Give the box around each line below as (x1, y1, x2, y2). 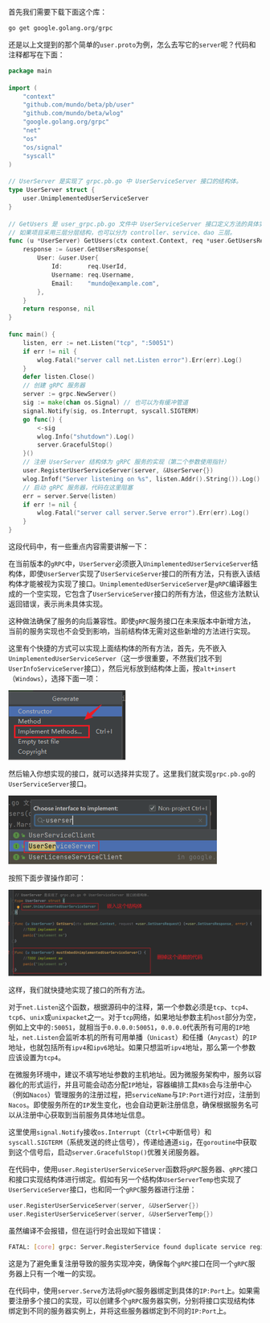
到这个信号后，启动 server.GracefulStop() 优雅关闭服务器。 (8, 1147, 204, 1157)
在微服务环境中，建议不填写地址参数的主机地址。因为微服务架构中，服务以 (8, 1069, 255, 1079)
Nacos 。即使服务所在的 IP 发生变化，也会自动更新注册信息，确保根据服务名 (8, 1100, 252, 1109)
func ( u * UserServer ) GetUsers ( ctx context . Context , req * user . (8, 237, 228, 245)
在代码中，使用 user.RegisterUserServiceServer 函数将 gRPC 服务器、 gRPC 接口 (8, 1164, 259, 1174)
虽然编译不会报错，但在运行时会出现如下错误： (8, 1225, 163, 1235)
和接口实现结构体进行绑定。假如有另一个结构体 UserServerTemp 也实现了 (8, 1174, 243, 1184)
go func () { (22, 415, 63, 423)
